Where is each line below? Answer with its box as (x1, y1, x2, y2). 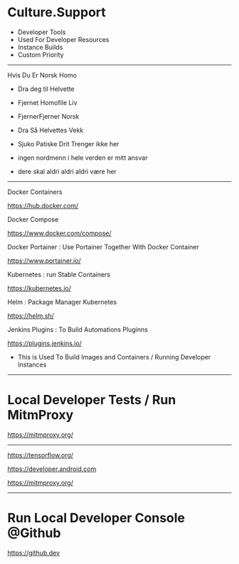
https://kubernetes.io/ (7, 283, 72, 292)
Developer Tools (17, 28, 66, 36)
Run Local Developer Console (7, 510, 186, 526)
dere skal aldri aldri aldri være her (17, 167, 117, 175)
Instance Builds (17, 43, 63, 51)
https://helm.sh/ (7, 311, 55, 320)
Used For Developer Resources (17, 35, 110, 43)
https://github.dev (7, 548, 60, 557)
